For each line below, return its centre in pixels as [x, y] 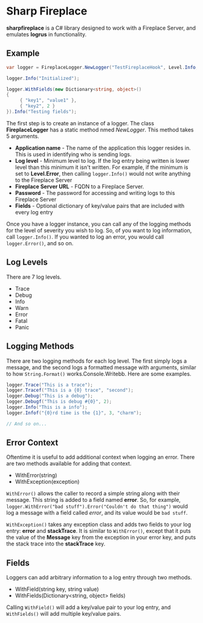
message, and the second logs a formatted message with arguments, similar [101, 367]
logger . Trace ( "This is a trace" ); [50, 385]
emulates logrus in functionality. [47, 34]
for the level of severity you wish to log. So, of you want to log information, [99, 230]
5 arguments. [23, 136]
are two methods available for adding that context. [69, 464]
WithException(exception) [47, 482]
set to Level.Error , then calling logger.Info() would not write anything [103, 173]
